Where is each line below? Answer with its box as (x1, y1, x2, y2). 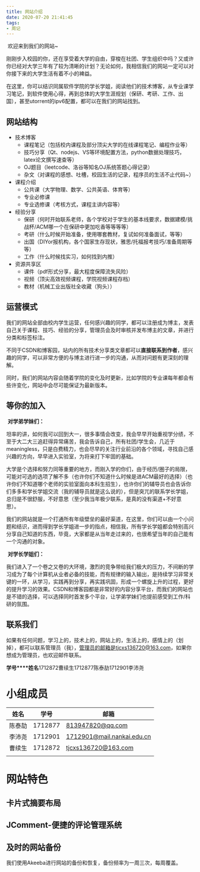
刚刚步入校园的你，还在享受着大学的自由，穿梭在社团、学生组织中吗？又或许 (6, 55, 194, 63)
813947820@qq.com (65, 721, 128, 729)
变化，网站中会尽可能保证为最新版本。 (16, 381, 111, 388)
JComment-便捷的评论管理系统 (6, 820, 122, 830)
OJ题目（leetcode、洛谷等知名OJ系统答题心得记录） (23, 163, 154, 171)
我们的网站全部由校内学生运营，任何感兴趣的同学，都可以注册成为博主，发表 (6, 319, 194, 326)
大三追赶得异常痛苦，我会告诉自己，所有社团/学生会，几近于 (26, 438, 176, 445)
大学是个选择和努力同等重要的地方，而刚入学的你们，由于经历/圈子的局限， (6, 465, 191, 472)
